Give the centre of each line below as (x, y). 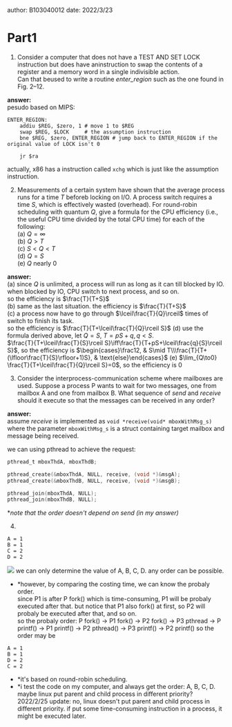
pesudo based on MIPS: (41, 107)
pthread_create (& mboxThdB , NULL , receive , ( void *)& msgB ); (94, 481)
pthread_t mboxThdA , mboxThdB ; (52, 462)
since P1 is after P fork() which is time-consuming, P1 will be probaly (114, 599)
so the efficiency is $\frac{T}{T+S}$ (58, 298)
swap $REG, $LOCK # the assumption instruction (95, 132)
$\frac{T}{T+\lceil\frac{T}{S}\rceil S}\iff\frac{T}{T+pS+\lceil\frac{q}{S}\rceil (115, 342)
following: (31, 226)
